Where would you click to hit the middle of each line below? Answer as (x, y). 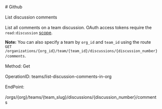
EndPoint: (15, 87)
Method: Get (18, 66)
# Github (14, 7)
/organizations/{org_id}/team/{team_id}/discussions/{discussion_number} (81, 51)
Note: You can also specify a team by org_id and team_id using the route (78, 42)
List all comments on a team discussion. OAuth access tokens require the (78, 27)
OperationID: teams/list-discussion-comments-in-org (58, 76)
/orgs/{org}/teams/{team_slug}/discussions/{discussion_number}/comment (81, 97)
